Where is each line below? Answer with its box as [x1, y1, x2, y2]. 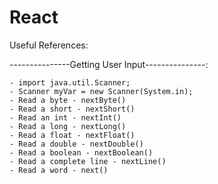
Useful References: [9, 39, 89, 51]
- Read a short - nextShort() [9, 104, 136, 114]
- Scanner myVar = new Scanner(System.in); [9, 86, 194, 96]
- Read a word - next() [9, 165, 109, 175]
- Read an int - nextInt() [9, 112, 122, 123]
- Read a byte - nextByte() [9, 95, 127, 105]
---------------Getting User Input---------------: [9, 58, 209, 70]
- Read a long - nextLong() [9, 121, 127, 131]
